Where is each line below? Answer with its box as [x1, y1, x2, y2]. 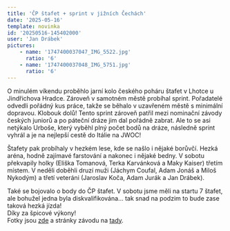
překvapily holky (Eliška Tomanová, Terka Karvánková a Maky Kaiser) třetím [7, 159, 223, 167]
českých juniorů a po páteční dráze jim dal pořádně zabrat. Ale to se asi [7, 116, 211, 124]
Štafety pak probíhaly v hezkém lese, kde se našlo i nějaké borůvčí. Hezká [7, 144, 218, 152]
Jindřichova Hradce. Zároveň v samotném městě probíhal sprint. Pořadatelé [7, 94, 223, 102]
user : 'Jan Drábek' [7, 36, 64, 43]
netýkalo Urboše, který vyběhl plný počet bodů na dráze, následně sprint [7, 123, 215, 132]
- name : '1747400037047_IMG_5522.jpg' [19, 49, 131, 56]
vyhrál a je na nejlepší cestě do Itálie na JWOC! [7, 130, 142, 139]
